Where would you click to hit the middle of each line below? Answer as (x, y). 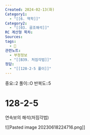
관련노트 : (13, 50)
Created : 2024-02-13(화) (30, 10)
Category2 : (16, 23)
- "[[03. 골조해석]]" (30, 28)
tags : (11, 42)
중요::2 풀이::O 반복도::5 (28, 83)
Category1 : (16, 14)
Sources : (14, 37)
